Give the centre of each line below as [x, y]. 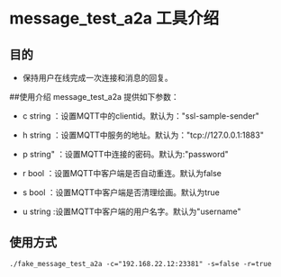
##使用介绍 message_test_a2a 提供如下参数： [95, 97]
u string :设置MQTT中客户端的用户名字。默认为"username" [131, 211]
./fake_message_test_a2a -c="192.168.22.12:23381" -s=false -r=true [140, 264]
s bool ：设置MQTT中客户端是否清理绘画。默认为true [121, 192]
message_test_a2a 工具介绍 [114, 18]
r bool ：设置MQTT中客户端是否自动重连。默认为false [122, 173]
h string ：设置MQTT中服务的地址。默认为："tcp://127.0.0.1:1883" [143, 135]
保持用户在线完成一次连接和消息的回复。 [97, 78]
